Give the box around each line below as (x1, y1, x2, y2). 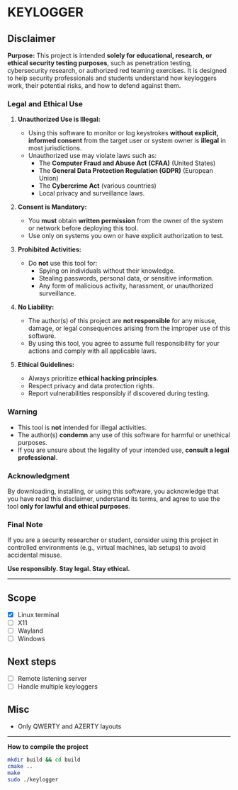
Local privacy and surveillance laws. (38, 189, 145, 198)
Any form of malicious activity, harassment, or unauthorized (38, 281, 214, 290)
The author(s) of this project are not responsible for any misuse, (28, 317, 217, 325)
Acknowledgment (7, 470, 70, 480)
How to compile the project (7, 743, 89, 751)
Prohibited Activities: (17, 245, 81, 254)
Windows (17, 635, 45, 643)
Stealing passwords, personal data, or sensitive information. (38, 274, 214, 283)
